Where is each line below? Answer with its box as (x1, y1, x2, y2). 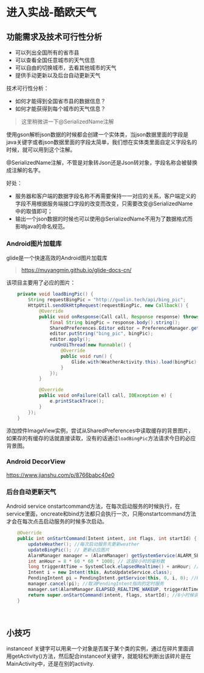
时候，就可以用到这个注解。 (6, 146, 76, 153)
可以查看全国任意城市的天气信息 (15, 56, 95, 64)
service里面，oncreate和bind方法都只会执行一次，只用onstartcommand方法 (6, 510, 196, 518)
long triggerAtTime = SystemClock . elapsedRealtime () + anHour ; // (28, 564, 200, 570)
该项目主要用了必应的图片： (6, 279, 76, 286)
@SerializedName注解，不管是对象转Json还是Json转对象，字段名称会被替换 (6, 159, 198, 166)
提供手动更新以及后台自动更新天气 (15, 72, 101, 79)
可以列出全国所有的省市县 (15, 49, 80, 56)
